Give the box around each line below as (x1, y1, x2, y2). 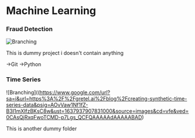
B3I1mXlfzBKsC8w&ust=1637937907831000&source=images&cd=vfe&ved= (6, 107, 189, 115)
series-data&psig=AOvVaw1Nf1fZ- (6, 101, 88, 108)
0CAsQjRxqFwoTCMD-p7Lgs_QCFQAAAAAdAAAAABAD (6, 113, 142, 120)
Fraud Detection (6, 25, 53, 33)
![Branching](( (6, 89, 40, 96)
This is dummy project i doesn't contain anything (6, 50, 124, 57)
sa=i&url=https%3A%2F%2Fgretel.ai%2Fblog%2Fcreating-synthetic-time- (6, 95, 187, 102)
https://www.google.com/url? (39, 89, 111, 96)
